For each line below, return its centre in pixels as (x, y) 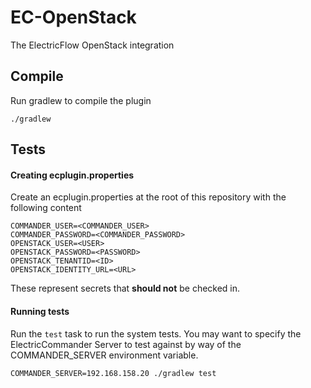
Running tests (40, 311)
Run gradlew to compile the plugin (81, 100)
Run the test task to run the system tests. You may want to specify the (156, 333)
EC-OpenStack (73, 17)
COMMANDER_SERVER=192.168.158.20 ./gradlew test (113, 373)
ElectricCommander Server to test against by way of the (126, 344)
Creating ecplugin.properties (72, 175)
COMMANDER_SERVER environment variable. (104, 355)
